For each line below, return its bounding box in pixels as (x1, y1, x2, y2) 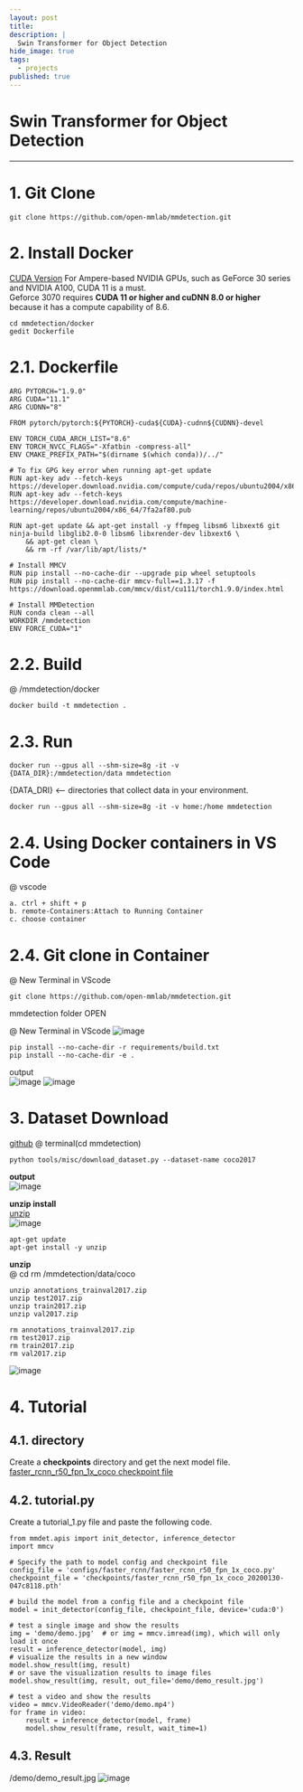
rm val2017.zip (9, 1349, 67, 1359)
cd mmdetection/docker (9, 318, 95, 328)
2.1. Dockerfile (9, 356, 119, 377)
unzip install (9, 1199, 57, 1210)
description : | (9, 30, 67, 39)
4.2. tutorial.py (9, 1493, 95, 1508)
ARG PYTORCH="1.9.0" (9, 386, 87, 396)
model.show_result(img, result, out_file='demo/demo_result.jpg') (9, 1676, 264, 1685)
